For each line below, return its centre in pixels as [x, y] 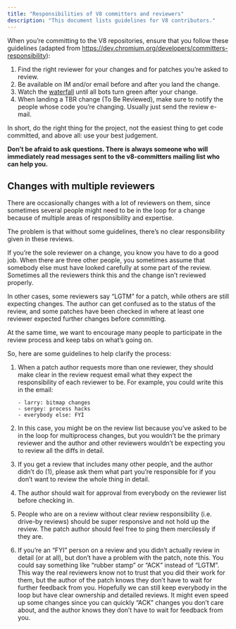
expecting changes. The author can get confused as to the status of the [112, 304]
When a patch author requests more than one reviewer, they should [115, 367]
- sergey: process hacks [54, 409]
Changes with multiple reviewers [81, 186]
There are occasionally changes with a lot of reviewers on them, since [109, 203]
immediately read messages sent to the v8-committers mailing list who [114, 157]
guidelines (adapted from [44, 48]
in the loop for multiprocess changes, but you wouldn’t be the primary [119, 436]
